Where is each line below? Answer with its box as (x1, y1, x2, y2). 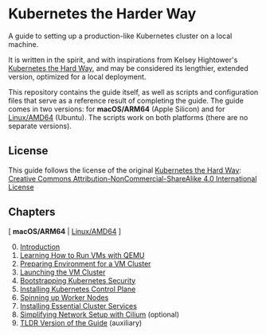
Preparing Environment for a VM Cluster (19, 259, 151, 268)
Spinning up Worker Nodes (19, 292, 109, 302)
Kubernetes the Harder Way (8, 5, 197, 23)
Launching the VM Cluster (19, 267, 106, 277)
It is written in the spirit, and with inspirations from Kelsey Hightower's (8, 55, 238, 64)
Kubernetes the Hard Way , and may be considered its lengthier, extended (8, 63, 248, 72)
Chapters (8, 205, 56, 219)
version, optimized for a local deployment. (8, 72, 147, 81)
